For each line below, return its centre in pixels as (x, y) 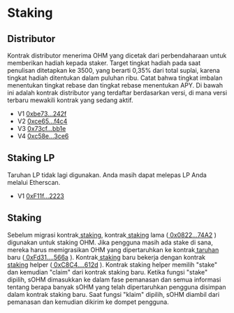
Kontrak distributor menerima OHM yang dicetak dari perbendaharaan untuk (117, 55)
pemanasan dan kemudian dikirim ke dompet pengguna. (88, 302)
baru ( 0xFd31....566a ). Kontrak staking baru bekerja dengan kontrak (107, 257)
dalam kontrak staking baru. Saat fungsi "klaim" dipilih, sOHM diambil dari (114, 294)
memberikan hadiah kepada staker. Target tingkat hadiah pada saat (104, 63)
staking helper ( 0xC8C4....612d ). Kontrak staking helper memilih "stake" (112, 265)
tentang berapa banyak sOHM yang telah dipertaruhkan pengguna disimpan (117, 287)
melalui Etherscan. (34, 182)
